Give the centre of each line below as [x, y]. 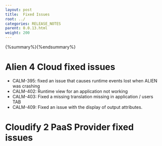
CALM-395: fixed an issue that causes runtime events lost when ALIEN [85, 80]
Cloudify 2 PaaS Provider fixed [70, 127]
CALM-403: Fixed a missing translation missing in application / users [83, 96]
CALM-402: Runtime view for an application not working [70, 91]
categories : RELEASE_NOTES [33, 24]
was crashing [26, 86]
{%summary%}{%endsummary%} [40, 47]
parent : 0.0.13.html [27, 28]
